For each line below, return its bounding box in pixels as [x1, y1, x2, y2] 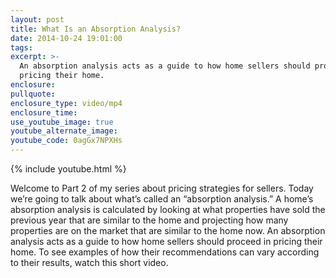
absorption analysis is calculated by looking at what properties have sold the [10, 204, 326, 215]
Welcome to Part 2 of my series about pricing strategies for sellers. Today [10, 182, 314, 194]
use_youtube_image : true [10, 117, 114, 127]
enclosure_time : [10, 107, 78, 118]
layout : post [10, 14, 65, 25]
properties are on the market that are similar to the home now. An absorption [10, 225, 326, 236]
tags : [10, 42, 33, 53]
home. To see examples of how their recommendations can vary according [10, 246, 320, 258]
